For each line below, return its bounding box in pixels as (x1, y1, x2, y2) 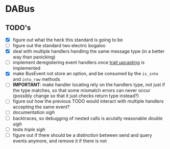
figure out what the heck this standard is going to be (12, 37, 123, 43)
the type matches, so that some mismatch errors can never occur (12, 87, 151, 94)
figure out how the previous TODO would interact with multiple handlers (12, 98, 164, 104)
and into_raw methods (12, 76, 60, 82)
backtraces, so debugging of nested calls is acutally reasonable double (12, 115, 163, 121)
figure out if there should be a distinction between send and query (12, 132, 152, 138)
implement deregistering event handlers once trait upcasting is (12, 59, 145, 66)
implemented (12, 65, 41, 71)
